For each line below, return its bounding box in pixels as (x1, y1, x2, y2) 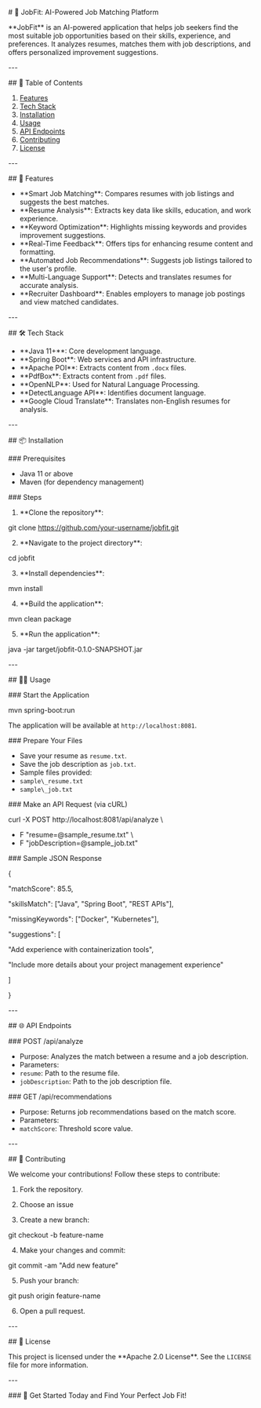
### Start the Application (8, 691, 90, 699)
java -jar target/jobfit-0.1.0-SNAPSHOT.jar (8, 644, 143, 654)
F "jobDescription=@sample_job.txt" (19, 838, 139, 848)
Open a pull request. (19, 1307, 86, 1315)
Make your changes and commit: (19, 1246, 126, 1255)
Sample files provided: (19, 768, 92, 777)
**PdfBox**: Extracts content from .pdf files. (19, 371, 167, 381)
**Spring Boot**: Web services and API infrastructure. (19, 355, 197, 364)
